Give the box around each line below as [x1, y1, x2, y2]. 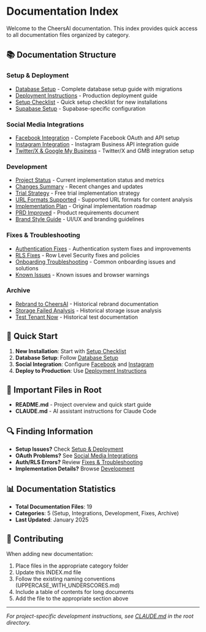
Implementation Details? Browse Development [15, 465, 135, 472]
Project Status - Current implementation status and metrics [15, 176, 164, 184]
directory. [6, 618, 31, 626]
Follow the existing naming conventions [15, 575, 115, 582]
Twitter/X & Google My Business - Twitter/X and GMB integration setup [15, 147, 194, 154]
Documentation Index [6, 4, 118, 18]
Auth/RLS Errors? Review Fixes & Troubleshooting [15, 459, 143, 466]
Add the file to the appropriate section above [15, 595, 129, 602]
